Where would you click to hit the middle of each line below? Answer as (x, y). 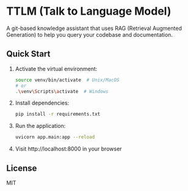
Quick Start (28, 54)
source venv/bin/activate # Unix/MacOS (67, 80)
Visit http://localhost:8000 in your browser (68, 149)
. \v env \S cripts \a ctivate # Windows (62, 91)
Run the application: (40, 126)
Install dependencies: (42, 103)
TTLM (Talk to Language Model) (89, 11)
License (22, 168)
